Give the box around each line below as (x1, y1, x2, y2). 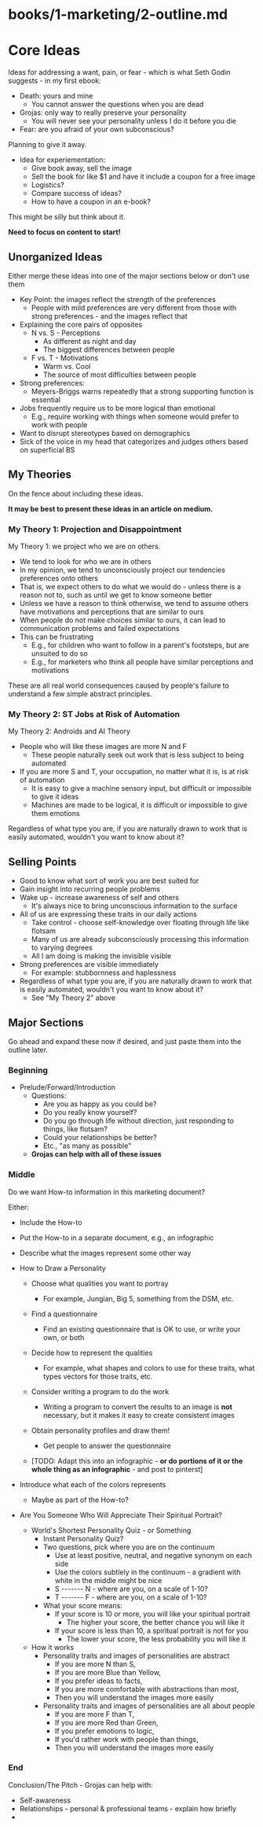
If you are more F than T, (54, 1709, 135, 1718)
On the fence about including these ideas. (8, 489, 144, 498)
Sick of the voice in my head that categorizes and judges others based (19, 437, 249, 446)
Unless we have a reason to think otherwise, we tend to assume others (19, 599, 249, 608)
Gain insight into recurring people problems (19, 884, 161, 894)
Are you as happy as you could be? (42, 1099, 157, 1109)
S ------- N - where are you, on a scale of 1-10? (54, 1584, 208, 1593)
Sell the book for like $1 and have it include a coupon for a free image (31, 172, 256, 182)
